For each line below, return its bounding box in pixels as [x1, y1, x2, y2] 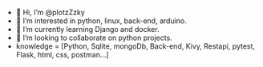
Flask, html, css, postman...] [15, 50, 110, 59]
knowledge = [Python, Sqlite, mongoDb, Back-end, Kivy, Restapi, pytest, [15, 41, 255, 51]
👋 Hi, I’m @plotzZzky [15, 8, 86, 17]
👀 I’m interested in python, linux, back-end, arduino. [15, 16, 187, 26]
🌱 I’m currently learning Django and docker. [15, 25, 160, 33]
